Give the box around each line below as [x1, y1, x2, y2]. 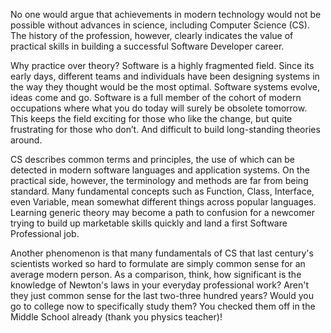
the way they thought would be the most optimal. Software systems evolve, [10, 81, 321, 93]
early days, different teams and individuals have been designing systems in [10, 70, 320, 82]
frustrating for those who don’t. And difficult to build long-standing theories [10, 124, 321, 135]
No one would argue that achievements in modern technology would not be [10, 9, 322, 20]
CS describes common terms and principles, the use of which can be [10, 154, 296, 165]
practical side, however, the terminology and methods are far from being [10, 175, 309, 186]
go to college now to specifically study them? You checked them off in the [10, 300, 316, 312]
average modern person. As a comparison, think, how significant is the [10, 269, 302, 280]
